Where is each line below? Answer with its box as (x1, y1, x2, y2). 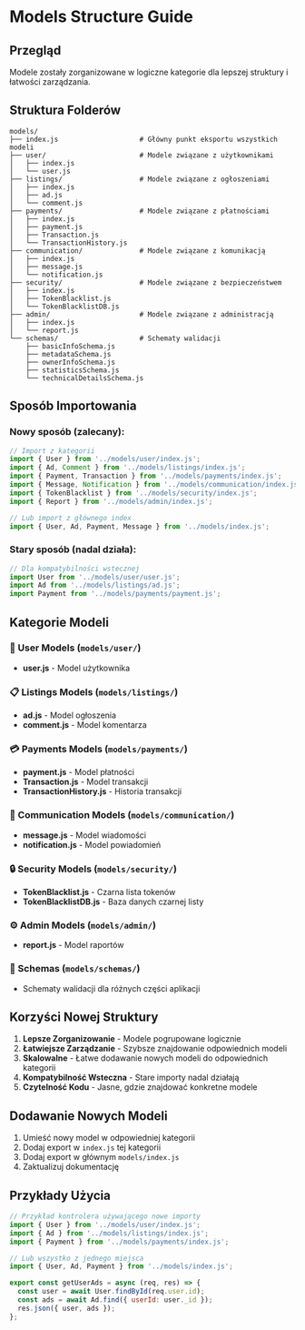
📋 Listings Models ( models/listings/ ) (9, 685, 179, 698)
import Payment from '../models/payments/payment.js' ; (9, 589, 221, 599)
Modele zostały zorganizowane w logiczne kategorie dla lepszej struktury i (9, 66, 289, 77)
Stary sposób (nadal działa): (9, 543, 137, 556)
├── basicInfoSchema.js (25, 341, 116, 351)
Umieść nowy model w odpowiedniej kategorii (22, 1133, 195, 1144)
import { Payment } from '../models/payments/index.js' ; (9, 1237, 230, 1246)
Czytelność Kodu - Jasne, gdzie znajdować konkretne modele (22, 1082, 258, 1093)
